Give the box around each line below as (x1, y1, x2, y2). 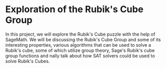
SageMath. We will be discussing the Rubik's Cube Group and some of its (5, 37, 161, 43)
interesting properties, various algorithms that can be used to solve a (5, 42, 152, 48)
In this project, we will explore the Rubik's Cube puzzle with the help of (5, 31, 156, 37)
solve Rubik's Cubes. (5, 58, 50, 64)
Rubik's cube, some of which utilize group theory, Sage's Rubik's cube (5, 47, 155, 53)
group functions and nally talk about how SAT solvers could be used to (5, 52, 155, 59)
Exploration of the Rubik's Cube (5, 4, 144, 15)
